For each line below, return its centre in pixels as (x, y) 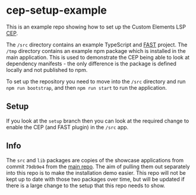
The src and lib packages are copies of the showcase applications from (95, 160)
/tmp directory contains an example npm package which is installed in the (96, 51)
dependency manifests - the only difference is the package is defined (91, 64)
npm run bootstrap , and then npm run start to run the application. (87, 87)
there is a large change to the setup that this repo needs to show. (86, 185)
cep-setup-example (56, 10)
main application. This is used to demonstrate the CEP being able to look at (98, 57)
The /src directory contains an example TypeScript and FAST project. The (97, 45)
